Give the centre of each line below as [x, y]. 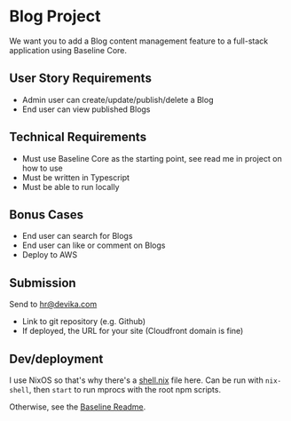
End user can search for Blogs [77, 236]
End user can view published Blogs [86, 109]
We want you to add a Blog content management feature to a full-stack [139, 41]
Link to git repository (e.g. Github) [84, 322]
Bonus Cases [47, 214]
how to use [43, 168]
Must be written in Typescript [76, 177]
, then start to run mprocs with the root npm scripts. [125, 389]
